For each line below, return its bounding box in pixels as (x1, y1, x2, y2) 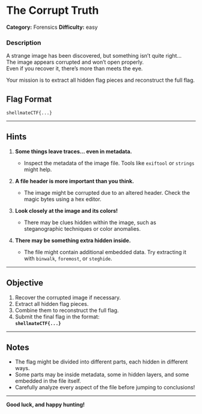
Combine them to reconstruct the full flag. (14, 306, 119, 314)
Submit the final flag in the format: (14, 313, 100, 320)
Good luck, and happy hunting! (6, 401, 85, 409)
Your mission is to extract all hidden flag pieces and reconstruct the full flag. (6, 76, 195, 84)
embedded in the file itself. (14, 377, 81, 385)
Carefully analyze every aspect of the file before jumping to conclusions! (14, 384, 195, 391)
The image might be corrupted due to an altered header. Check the (23, 189, 191, 196)
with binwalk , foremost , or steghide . (23, 255, 112, 262)
